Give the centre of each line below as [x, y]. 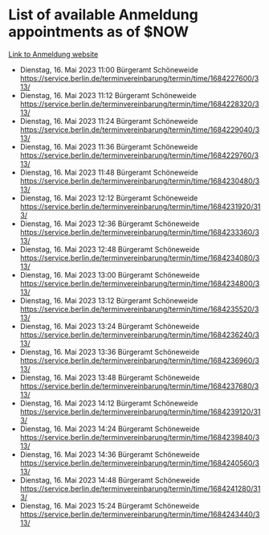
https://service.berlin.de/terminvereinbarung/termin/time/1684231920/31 [140, 206]
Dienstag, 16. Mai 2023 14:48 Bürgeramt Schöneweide [110, 479]
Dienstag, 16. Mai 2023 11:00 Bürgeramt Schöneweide [109, 69]
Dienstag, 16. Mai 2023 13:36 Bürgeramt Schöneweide [110, 352]
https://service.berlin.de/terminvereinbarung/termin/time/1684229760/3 [139, 155]
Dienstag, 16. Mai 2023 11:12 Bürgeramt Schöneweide [108, 95]
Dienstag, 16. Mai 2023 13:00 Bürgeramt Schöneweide [110, 274]
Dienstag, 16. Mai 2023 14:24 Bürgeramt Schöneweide [110, 429]
